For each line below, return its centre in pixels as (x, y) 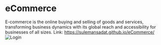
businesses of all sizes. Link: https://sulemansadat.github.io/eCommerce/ (80, 32)
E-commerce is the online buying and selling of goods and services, (74, 22)
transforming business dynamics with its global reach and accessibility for (81, 27)
